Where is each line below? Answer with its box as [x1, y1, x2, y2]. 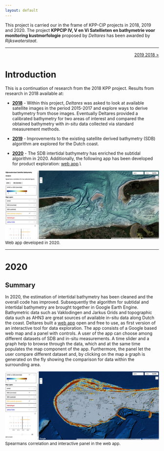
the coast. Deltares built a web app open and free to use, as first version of [5, 320, 156, 326]
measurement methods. [12, 126, 60, 132]
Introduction [5, 69, 57, 80]
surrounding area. [5, 362, 41, 368]
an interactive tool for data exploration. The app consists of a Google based [5, 325, 157, 331]
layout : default [5, 8, 38, 13]
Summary [5, 281, 36, 289]
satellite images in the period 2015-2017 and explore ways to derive [12, 105, 148, 111]
